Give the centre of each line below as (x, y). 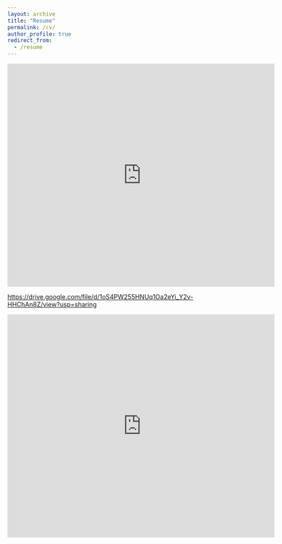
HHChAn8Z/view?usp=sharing (52, 304)
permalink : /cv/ (31, 27)
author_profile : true (40, 34)
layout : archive (31, 14)
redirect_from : (30, 41)
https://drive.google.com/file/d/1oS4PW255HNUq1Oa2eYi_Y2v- (100, 297)
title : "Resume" (31, 21)
